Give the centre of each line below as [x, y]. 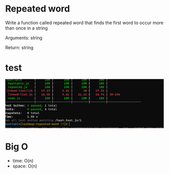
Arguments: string [24, 38]
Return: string [19, 47]
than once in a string [26, 28]
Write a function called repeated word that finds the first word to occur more [84, 23]
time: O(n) [23, 160]
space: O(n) [25, 166]
